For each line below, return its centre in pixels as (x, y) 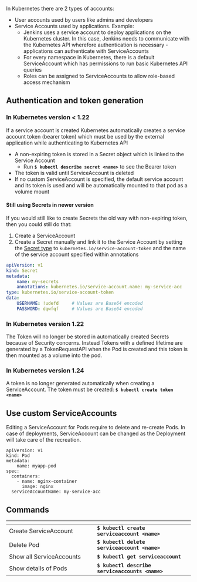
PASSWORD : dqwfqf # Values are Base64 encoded (80, 309)
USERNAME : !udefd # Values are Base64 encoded (80, 304)
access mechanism (47, 82)
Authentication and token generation (75, 101)
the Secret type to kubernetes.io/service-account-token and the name (100, 248)
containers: (26, 476)
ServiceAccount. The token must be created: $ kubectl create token (90, 389)
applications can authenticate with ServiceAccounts (86, 51)
